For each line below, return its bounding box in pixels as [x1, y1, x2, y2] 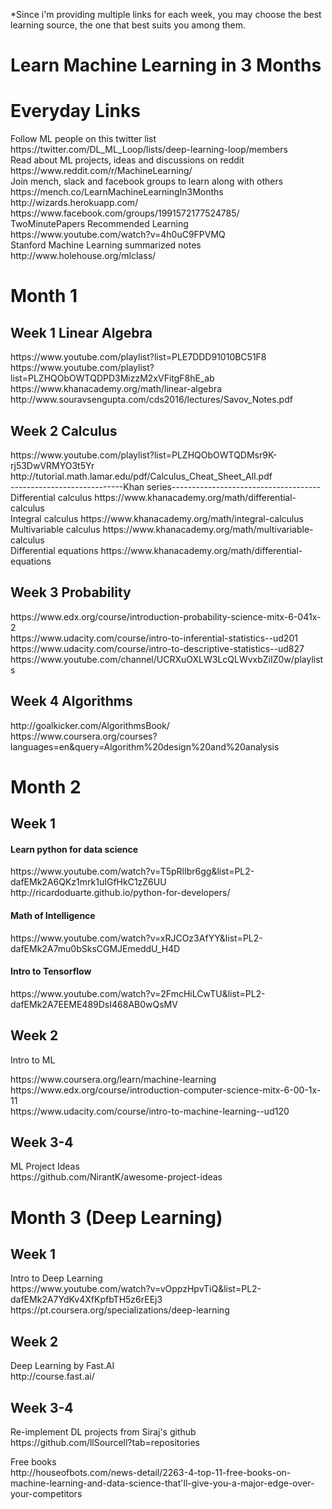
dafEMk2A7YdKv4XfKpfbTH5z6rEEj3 [10, 1294, 163, 1306]
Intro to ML [10, 1054, 56, 1066]
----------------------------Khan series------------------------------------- [10, 480, 322, 493]
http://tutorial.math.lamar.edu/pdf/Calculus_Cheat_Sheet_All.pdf [10, 470, 273, 482]
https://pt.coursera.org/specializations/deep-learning [10, 1304, 230, 1316]
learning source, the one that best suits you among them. [10, 19, 246, 31]
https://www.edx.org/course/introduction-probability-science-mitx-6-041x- [10, 610, 322, 623]
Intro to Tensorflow [10, 965, 92, 978]
